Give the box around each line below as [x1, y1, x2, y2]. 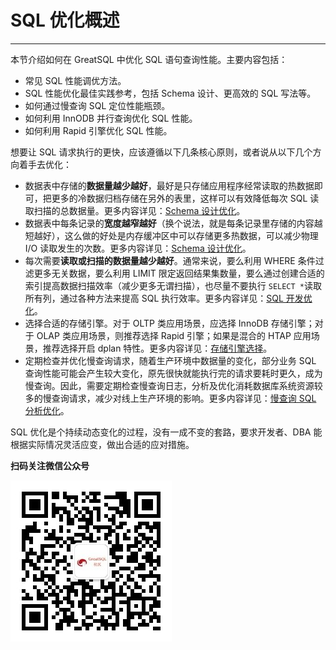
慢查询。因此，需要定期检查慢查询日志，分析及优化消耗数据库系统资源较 [24, 379, 323, 391]
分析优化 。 [24, 404, 70, 416]
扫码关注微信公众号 [10, 459, 90, 471]
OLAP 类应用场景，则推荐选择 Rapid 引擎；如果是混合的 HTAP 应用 [36, 329, 312, 341]
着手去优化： [18, 158, 72, 170]
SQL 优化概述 [10, 9, 120, 32]
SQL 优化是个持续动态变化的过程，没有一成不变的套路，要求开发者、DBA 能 [10, 426, 323, 438]
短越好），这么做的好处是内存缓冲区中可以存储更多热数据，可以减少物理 [24, 229, 319, 241]
